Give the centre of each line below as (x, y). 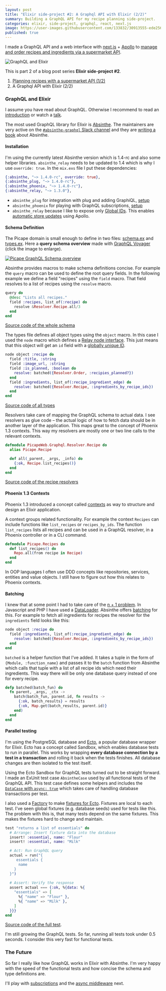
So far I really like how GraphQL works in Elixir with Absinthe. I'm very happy (83, 963)
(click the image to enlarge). (34, 249)
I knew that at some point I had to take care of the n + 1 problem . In (73, 605)
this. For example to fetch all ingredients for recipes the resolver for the (77, 615)
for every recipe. (22, 678)
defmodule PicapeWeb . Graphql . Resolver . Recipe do (56, 445)
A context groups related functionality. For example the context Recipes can (82, 519)
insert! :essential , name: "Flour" (46, 837)
